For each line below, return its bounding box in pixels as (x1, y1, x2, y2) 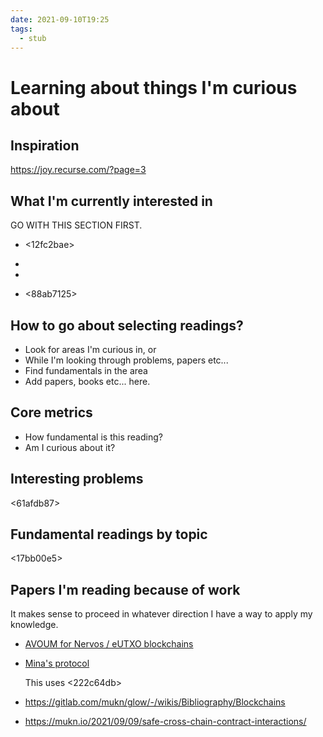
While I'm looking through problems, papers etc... (24, 354, 229, 366)
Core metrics (10, 404, 93, 421)
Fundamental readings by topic (10, 526, 208, 543)
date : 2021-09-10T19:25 (10, 14, 110, 25)
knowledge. (10, 619, 59, 631)
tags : (10, 24, 33, 34)
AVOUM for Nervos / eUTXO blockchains (24, 638, 194, 650)
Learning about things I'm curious (10, 76, 298, 99)
